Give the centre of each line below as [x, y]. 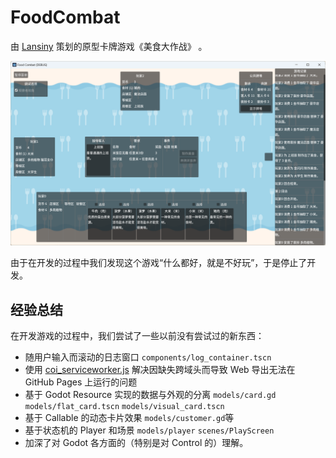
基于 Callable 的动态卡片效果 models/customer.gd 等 [129, 418]
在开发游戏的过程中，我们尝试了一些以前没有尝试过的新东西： [137, 336]
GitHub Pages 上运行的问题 [81, 382]
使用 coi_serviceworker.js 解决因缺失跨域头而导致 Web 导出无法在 [160, 370]
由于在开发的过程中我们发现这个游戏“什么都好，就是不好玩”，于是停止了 [159, 263]
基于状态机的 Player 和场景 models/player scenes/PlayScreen [149, 430]
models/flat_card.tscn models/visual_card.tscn [124, 407]
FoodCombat [65, 17]
